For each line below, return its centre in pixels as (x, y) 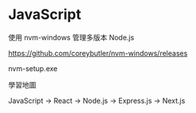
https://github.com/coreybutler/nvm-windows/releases (98, 53)
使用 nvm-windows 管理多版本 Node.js (71, 37)
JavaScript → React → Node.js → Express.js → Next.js (97, 100)
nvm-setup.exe (33, 68)
